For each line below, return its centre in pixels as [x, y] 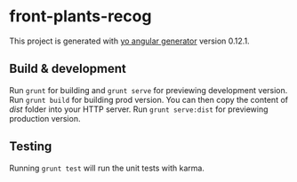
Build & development [68, 69]
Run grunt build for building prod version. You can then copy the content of [149, 99]
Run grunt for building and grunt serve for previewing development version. [148, 90]
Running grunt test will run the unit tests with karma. [107, 168]
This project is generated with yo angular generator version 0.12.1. [130, 41]
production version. [45, 118]
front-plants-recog [80, 16]
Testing [31, 147]
